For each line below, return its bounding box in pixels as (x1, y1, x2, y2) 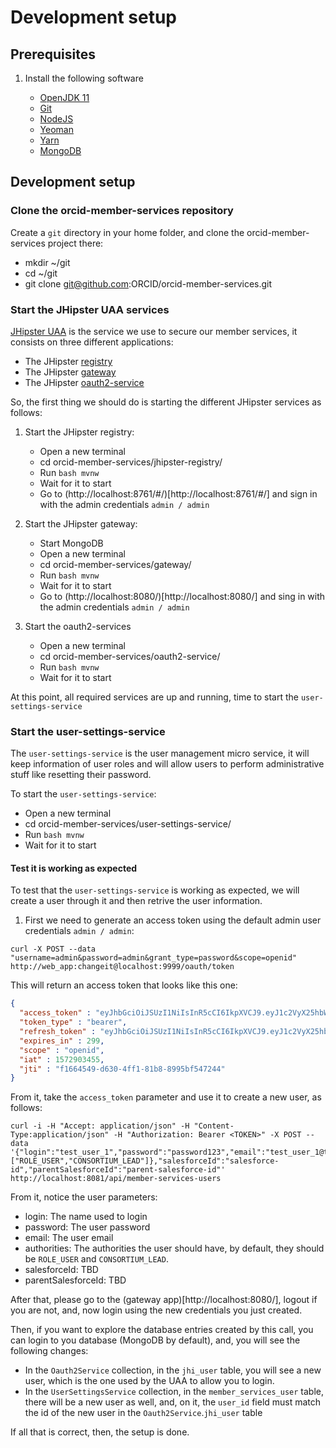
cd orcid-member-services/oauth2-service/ (39, 650, 221, 662)
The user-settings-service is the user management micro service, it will (10, 747, 310, 760)
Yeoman (39, 124, 74, 135)
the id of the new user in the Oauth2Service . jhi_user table (24, 1407, 263, 1419)
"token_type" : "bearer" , (19, 1017, 128, 1028)
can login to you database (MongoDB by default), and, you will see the (10, 1334, 301, 1346)
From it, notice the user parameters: (10, 1191, 158, 1203)
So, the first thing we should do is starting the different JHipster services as (10, 396, 322, 408)
